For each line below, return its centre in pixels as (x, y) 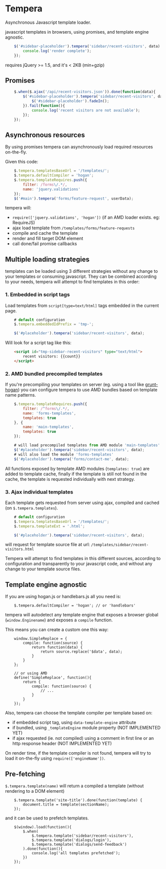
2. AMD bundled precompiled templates (54, 373)
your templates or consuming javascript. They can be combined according (81, 277)
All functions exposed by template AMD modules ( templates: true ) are (77, 468)
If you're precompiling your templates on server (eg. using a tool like (75, 385)
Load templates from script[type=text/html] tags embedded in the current (82, 306)
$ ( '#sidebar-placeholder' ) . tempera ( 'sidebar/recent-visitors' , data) (87, 46)
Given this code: (22, 162)
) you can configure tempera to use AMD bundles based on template (88, 390)
